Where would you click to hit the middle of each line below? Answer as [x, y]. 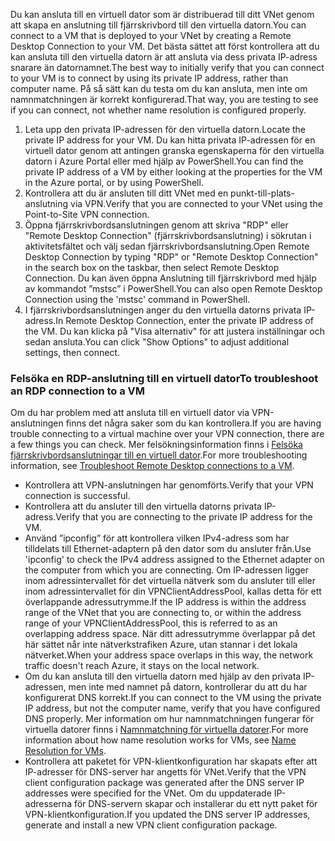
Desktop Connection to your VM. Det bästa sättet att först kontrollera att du [165, 46]
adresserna [48, 804]
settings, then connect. [72, 352]
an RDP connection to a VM [78, 391]
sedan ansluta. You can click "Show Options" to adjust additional [157, 342]
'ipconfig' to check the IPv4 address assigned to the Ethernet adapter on [174, 560]
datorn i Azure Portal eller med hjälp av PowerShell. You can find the [164, 161]
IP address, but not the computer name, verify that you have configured [172, 708]
